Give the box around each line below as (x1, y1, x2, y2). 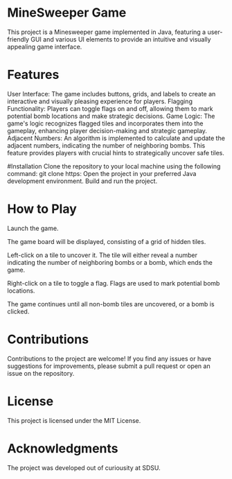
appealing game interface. (7, 42, 82, 51)
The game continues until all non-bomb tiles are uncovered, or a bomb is (7, 299, 215, 308)
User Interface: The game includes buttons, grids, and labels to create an (7, 89, 216, 98)
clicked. (7, 307, 30, 315)
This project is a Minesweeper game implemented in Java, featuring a (7, 28, 206, 36)
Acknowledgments (7, 440, 119, 456)
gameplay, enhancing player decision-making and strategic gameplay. (7, 126, 208, 134)
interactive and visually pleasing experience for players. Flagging (7, 97, 193, 105)
